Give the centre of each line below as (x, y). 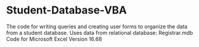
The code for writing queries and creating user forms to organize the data (97, 26)
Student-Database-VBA (67, 10)
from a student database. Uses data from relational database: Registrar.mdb (99, 32)
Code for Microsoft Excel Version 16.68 (54, 39)
